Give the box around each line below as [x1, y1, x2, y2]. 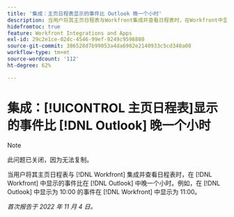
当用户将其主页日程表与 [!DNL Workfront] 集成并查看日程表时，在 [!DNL [7, 170, 212, 178]
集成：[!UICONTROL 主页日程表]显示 [7, 100, 218, 115]
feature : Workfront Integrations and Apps [7, 29, 132, 37]
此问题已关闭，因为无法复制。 [7, 155, 93, 163]
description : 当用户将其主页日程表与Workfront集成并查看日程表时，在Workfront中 [7, 17, 224, 24]
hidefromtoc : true [7, 23, 61, 30]
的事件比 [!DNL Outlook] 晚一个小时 [7, 118, 211, 133]
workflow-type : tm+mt [7, 49, 70, 56]
